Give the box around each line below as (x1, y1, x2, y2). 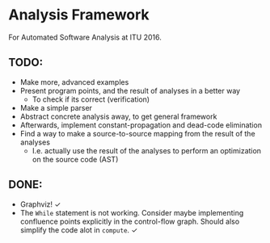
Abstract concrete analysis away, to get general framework (19, 111, 217, 121)
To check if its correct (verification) (32, 94, 150, 104)
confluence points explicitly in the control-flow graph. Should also (19, 216, 240, 226)
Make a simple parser (19, 103, 93, 112)
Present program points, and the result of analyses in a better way (19, 86, 241, 95)
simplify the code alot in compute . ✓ (19, 224, 138, 235)
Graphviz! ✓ (19, 199, 61, 209)
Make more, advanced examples (19, 77, 129, 86)
